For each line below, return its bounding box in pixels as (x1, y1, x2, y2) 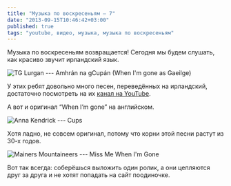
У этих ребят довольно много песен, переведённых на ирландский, (7, 82, 208, 90)
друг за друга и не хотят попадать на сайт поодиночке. (7, 171, 170, 179)
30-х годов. (7, 137, 41, 145)
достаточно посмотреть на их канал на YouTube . (7, 90, 152, 98)
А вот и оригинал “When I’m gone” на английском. (7, 103, 154, 111)
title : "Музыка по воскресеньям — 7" (7, 10, 116, 17)
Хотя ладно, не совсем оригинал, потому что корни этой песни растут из (7, 130, 224, 138)
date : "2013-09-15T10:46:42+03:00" (7, 17, 110, 23)
